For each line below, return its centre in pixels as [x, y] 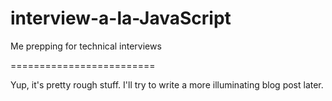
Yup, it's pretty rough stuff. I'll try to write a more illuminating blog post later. [167, 84]
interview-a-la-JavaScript [121, 18]
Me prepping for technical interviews [86, 46]
